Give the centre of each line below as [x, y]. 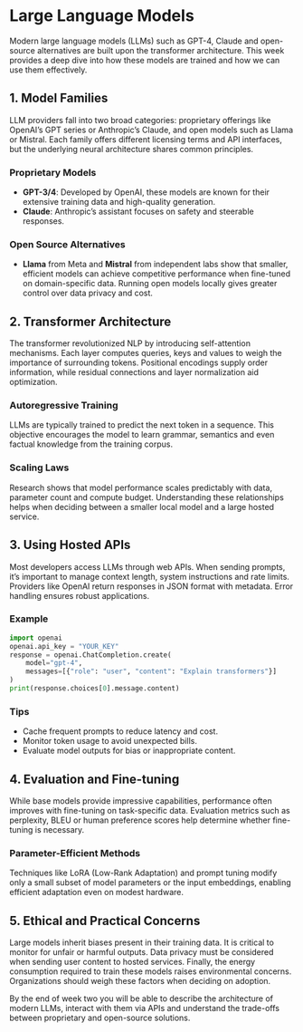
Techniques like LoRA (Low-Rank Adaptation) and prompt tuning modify [143, 873]
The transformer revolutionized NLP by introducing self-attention [130, 343]
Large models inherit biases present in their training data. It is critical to [142, 942]
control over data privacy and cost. [88, 293]
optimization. [33, 382]
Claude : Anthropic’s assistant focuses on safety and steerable [138, 212]
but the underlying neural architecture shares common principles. [132, 149]
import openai [36, 638]
